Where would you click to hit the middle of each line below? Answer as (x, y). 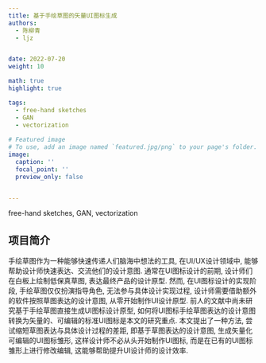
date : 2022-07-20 (37, 59)
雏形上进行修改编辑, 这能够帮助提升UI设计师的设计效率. (98, 350)
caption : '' (35, 162)
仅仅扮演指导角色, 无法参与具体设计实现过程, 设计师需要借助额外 (151, 291)
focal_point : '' (42, 169)
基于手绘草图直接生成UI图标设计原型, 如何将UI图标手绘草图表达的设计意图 (135, 310)
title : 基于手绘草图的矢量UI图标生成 (63, 16)
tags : (17, 103)
